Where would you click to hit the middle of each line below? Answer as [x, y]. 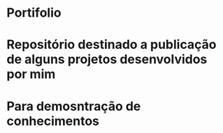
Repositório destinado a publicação [111, 45]
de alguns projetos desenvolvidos [107, 60]
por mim [31, 74]
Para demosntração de [74, 106]
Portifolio [34, 13]
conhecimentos [53, 121]
